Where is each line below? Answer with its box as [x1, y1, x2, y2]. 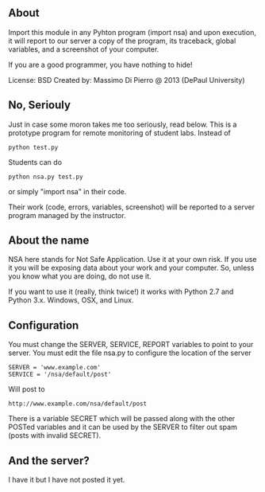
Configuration [8, 318, 79, 332]
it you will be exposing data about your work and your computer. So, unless [8, 263, 255, 273]
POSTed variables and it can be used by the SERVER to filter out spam [8, 422, 238, 432]
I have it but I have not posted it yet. [8, 475, 125, 485]
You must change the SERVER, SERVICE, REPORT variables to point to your [8, 340, 254, 349]
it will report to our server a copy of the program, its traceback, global [8, 36, 236, 45]
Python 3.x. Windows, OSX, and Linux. [8, 295, 134, 305]
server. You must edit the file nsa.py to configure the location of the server [8, 348, 252, 357]
